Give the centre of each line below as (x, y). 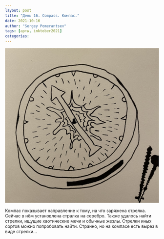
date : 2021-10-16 (23, 21)
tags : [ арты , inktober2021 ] (34, 31)
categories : (17, 36)
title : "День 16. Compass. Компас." (42, 15)
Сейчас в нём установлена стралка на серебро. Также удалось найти (78, 216)
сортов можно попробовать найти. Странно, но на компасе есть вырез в (82, 226)
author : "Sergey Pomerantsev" (36, 26)
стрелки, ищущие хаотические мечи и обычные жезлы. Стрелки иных (78, 221)
